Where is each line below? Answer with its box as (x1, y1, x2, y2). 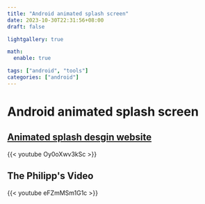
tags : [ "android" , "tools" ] (7, 68, 89, 74)
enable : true (13, 55, 51, 62)
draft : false (7, 23, 45, 30)
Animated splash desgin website (7, 132, 151, 143)
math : (7, 48, 23, 56)
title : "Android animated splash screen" (7, 10, 129, 17)
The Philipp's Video (7, 170, 94, 182)
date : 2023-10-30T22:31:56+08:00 (7, 17, 104, 24)
